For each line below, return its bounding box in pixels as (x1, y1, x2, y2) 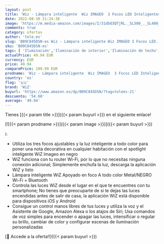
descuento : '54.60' (5, 94, 45, 98)
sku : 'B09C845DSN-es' (5, 44, 49, 49)
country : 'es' (5, 75, 34, 80)
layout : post (5, 7, 32, 12)
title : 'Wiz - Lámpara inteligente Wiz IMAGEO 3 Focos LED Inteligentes (5, 12, 161, 17)
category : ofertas (5, 30, 42, 35)
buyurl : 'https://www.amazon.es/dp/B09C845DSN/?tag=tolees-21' (5, 89, 137, 94)
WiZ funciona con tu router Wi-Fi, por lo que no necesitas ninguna (12, 156, 145, 162)
